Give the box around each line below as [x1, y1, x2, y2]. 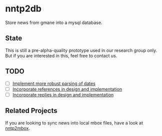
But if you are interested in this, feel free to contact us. [5, 52, 117, 58]
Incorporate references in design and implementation [12, 86, 122, 92]
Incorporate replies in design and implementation [12, 91, 114, 97]
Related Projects [5, 106, 57, 115]
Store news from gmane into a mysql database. [5, 19, 102, 25]
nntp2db [5, 3, 41, 14]
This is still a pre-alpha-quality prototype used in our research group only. [5, 47, 157, 53]
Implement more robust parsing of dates [12, 80, 96, 86]
